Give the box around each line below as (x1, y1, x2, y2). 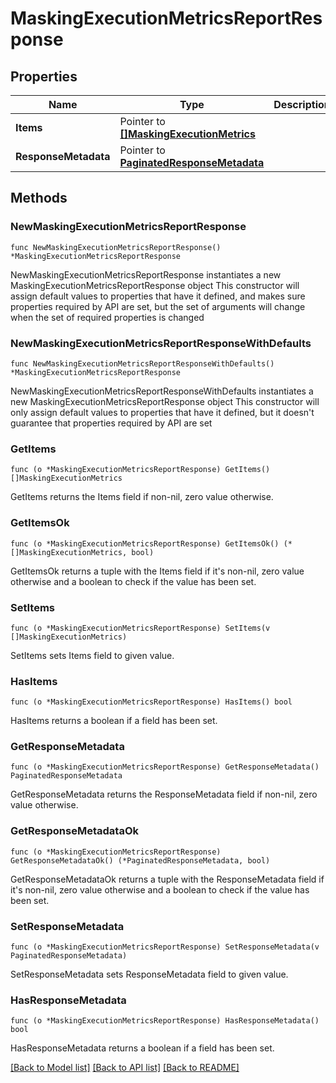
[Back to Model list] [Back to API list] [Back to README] (10, 1062, 240, 1074)
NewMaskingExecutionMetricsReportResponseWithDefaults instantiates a (10, 385, 314, 397)
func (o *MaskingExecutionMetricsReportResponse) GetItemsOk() (10, 538, 280, 549)
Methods (10, 190, 68, 207)
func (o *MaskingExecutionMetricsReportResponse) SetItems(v (10, 623, 271, 633)
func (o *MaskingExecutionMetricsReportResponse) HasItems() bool (10, 697, 293, 707)
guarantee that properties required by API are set (10, 417, 213, 429)
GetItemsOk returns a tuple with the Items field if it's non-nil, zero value (10, 565, 305, 577)
